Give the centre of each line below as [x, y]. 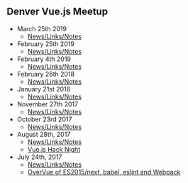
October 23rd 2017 [44, 119]
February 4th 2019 [44, 59]
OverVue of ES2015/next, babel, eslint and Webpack [104, 172]
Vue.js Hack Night [54, 149]
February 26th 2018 [46, 74]
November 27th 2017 [48, 104]
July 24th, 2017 [39, 157]
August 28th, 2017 [44, 134]
